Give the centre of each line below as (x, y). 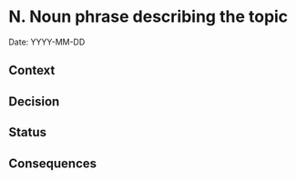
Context (32, 70)
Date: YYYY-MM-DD (47, 42)
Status (28, 132)
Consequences (53, 163)
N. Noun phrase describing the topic (148, 17)
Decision (34, 101)
